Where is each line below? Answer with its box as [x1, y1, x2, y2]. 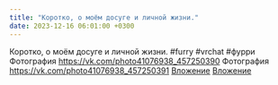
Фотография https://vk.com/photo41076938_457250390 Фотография [9, 55, 270, 66]
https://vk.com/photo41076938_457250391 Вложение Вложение [9, 64, 252, 76]
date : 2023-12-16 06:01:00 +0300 [9, 21, 135, 30]
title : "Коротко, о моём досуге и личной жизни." [9, 13, 200, 22]
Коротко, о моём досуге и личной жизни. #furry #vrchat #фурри [9, 46, 256, 56]
